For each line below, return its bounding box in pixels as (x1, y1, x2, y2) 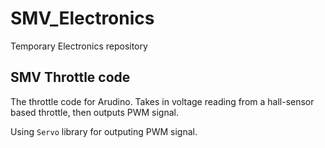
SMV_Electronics (10, 7, 155, 30)
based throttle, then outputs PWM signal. (10, 106, 179, 118)
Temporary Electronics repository (10, 40, 148, 52)
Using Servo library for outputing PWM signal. (10, 125, 198, 137)
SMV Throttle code (10, 69, 131, 86)
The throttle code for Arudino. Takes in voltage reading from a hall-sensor (10, 95, 315, 107)
